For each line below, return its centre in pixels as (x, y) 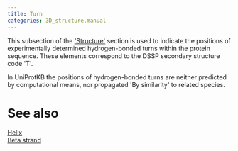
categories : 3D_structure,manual (57, 21)
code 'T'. (20, 63)
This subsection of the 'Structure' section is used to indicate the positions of (119, 40)
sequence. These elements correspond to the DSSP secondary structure (114, 56)
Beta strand (24, 140)
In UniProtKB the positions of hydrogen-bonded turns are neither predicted (117, 77)
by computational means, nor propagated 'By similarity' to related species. (116, 84)
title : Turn (25, 14)
